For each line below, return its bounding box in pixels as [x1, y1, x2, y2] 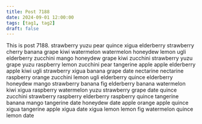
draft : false [6, 25, 39, 32]
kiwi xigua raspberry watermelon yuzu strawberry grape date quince [6, 86, 177, 93]
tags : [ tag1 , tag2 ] [6, 20, 55, 26]
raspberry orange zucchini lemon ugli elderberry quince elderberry [6, 74, 173, 81]
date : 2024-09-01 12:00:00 [6, 14, 74, 20]
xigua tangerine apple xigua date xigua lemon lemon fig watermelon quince [6, 105, 194, 113]
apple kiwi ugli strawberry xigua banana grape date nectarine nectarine [6, 67, 184, 75]
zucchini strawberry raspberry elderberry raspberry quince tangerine [6, 93, 179, 100]
